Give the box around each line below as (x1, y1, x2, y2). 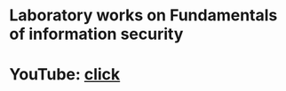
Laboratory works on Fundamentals (9, 5, 278, 26)
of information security (9, 24, 184, 44)
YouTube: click (9, 64, 121, 85)
